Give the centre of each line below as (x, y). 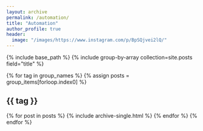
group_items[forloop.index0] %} (46, 82)
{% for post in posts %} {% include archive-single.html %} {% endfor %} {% (102, 115)
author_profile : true (34, 29)
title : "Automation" (33, 23)
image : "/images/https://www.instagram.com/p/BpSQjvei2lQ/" (89, 40)
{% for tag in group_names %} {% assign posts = (68, 76)
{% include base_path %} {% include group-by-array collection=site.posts (99, 57)
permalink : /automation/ (38, 18)
